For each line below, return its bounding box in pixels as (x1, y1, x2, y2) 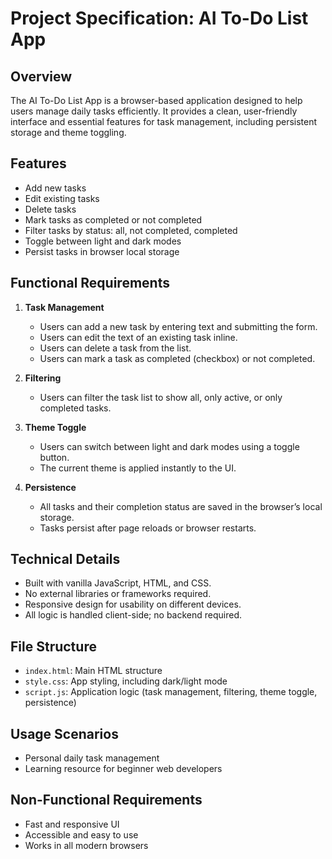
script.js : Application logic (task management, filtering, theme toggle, (24, 686, 318, 698)
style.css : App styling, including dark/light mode (24, 675, 228, 687)
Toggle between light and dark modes (24, 235, 182, 247)
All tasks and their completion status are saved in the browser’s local (39, 500, 323, 512)
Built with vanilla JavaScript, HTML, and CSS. (24, 577, 212, 589)
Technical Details (10, 551, 121, 568)
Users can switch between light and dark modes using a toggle (39, 440, 300, 452)
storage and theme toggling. (10, 127, 127, 138)
